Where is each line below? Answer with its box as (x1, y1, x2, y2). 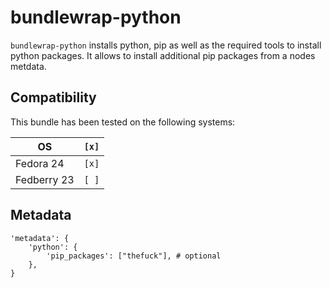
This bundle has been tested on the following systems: (10, 116, 236, 128)
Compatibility (10, 89, 97, 106)
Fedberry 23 (15, 172, 75, 186)
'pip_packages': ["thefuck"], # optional (46, 251, 222, 261)
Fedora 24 (15, 156, 65, 170)
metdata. (10, 60, 47, 72)
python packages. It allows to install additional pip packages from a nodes (10, 49, 316, 61)
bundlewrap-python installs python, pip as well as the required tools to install (10, 39, 322, 51)
